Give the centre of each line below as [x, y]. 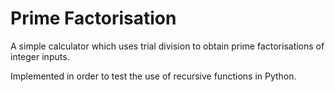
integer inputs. [40, 56]
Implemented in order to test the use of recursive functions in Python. [153, 76]
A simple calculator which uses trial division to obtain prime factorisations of [167, 46]
